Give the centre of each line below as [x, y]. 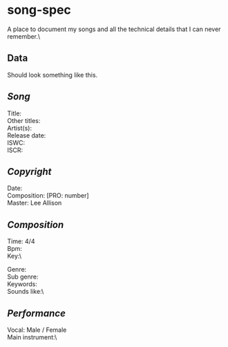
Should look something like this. [53, 75]
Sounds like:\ [26, 292]
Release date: [27, 135]
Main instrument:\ [32, 337]
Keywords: [22, 284]
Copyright [29, 171]
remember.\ [24, 36]
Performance [36, 313]
